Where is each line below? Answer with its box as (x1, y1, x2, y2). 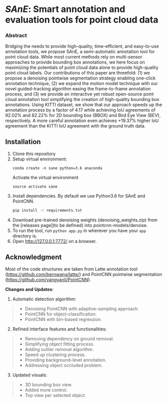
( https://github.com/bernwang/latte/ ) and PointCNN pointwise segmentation (5, 271, 162, 277)
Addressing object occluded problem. (24, 362, 103, 368)
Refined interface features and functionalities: (12, 326, 107, 332)
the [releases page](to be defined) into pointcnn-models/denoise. (12, 222, 148, 228)
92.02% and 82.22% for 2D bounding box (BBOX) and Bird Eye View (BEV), (5, 112, 161, 118)
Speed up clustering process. (24, 351, 86, 357)
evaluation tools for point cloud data (5, 14, 158, 25)
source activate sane (12, 184, 57, 189)
